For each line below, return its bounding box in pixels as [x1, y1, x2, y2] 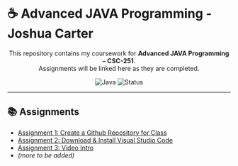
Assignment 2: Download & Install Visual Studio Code [17, 135, 174, 144]
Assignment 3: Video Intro [17, 143, 94, 152]
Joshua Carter [7, 26, 93, 42]
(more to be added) [17, 150, 75, 160]
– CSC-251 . [102, 56, 136, 65]
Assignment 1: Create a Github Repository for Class [17, 128, 168, 137]
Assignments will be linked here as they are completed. [38, 64, 200, 72]
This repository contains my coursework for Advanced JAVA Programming [8, 49, 229, 57]
